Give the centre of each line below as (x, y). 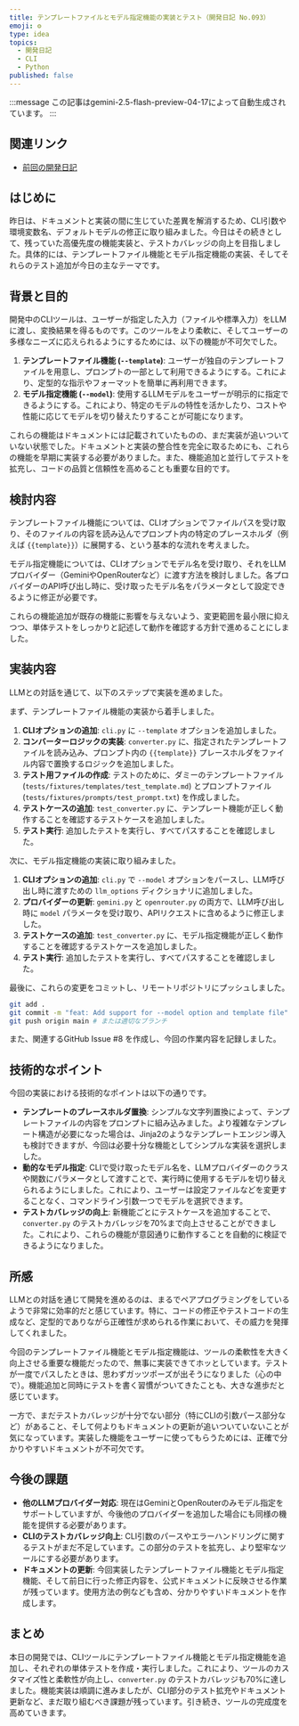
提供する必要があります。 (85, 1525)
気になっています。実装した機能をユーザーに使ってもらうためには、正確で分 (149, 1438)
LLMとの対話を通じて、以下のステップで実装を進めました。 (118, 692)
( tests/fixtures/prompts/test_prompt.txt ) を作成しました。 (133, 797)
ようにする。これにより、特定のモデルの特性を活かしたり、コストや (162, 405)
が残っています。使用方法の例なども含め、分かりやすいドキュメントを (150, 1591)
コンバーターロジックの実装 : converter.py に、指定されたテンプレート (150, 741)
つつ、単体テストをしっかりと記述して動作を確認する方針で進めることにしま (149, 627)
